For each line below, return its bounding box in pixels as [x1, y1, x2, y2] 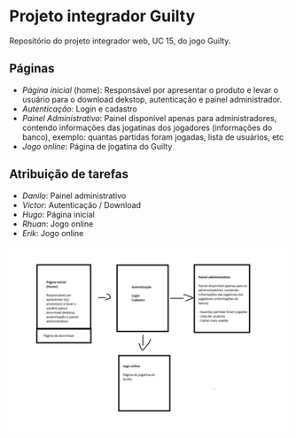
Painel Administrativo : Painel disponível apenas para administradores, [21, 112, 277, 123]
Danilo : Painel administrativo [21, 190, 127, 201]
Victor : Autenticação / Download [21, 199, 142, 210]
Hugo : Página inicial [21, 209, 95, 219]
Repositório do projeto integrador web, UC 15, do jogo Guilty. [9, 35, 231, 46]
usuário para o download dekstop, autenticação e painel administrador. [21, 94, 283, 104]
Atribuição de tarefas [9, 166, 129, 182]
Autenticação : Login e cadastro [21, 104, 137, 114]
